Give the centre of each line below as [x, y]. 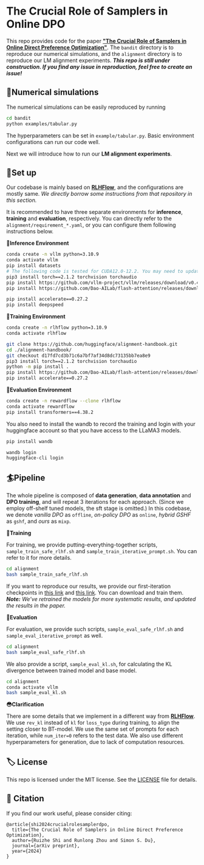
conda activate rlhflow [36, 333]
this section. [22, 200]
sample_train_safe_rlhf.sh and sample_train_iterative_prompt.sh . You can [102, 551]
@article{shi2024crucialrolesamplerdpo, [58, 824]
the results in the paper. [36, 605]
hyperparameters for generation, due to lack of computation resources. [96, 742]
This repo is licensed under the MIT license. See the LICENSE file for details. [102, 780]
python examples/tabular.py [42, 124]
